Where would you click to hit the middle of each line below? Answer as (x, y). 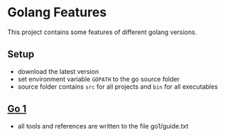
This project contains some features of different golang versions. (102, 32)
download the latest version (58, 71)
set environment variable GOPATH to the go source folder (98, 79)
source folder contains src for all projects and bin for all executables (118, 87)
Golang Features (57, 12)
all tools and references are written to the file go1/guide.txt (103, 126)
